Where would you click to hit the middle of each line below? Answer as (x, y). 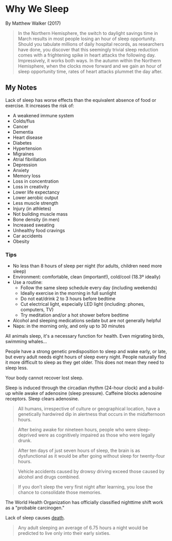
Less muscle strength (35, 203)
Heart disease (27, 137)
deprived (27, 435)
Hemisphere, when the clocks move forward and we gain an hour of (90, 66)
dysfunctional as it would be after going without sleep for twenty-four (91, 456)
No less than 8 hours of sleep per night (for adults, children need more (87, 266)
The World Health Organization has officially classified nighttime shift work (84, 502)
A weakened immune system (43, 115)
